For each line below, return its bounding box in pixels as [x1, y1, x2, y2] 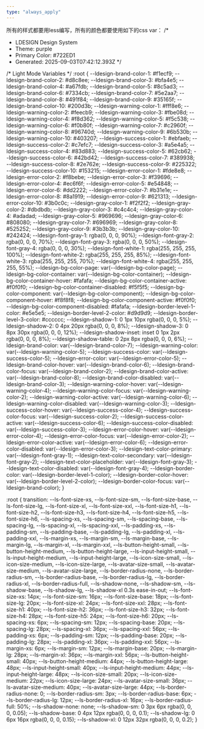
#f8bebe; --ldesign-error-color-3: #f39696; [62, 173, 172, 180]
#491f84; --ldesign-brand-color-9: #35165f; [65, 96, 176, 103]
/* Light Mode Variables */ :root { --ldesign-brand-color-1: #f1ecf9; [6, 69, 174, 77]
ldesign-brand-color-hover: [6, 361, 75, 368]
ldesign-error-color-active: [6, 438, 74, 446]
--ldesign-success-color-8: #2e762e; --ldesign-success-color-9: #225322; [6, 160, 197, 167]
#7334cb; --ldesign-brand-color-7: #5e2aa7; [65, 89, 178, 96]
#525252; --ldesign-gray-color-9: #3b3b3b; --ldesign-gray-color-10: [6, 225, 180, 232]
